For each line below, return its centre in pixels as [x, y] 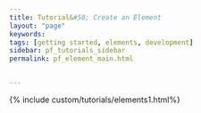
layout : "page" [38, 26]
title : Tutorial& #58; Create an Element [86, 17]
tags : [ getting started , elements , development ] [101, 42]
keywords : [28, 34]
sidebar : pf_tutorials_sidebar [67, 51]
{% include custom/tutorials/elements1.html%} [95, 100]
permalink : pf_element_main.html [71, 59]
